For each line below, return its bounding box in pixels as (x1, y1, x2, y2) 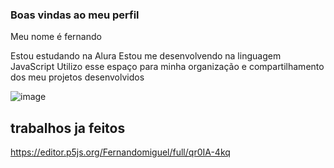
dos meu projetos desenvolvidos (10, 71, 145, 83)
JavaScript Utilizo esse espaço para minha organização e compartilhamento (10, 61, 325, 73)
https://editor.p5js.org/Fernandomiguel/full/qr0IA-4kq (10, 146, 231, 158)
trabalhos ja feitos (10, 119, 126, 137)
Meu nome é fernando (10, 31, 102, 43)
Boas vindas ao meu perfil (10, 8, 140, 22)
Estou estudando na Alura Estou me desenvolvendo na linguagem (10, 50, 282, 62)
